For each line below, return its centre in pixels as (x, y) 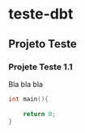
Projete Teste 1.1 (40, 67)
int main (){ (28, 99)
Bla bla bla (25, 84)
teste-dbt (41, 14)
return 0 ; (40, 114)
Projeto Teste (42, 44)
